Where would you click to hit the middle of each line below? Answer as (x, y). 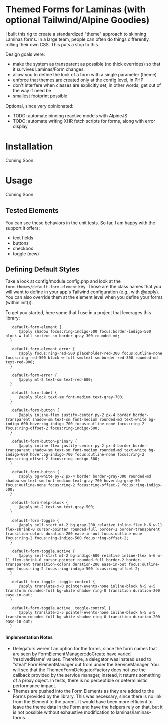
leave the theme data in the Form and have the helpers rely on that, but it (88, 707)
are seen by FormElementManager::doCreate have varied (72, 654)
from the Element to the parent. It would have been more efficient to (82, 701)
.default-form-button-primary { (44, 441)
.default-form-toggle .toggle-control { (52, 582)
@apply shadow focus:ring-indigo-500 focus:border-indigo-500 (85, 332)
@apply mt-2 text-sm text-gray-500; (57, 507)
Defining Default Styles (42, 270)
